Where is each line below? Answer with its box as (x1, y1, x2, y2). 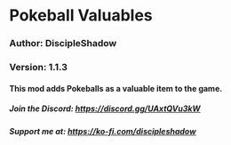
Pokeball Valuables (9, 5, 153, 26)
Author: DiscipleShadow (9, 37, 117, 50)
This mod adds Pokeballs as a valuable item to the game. (9, 83, 223, 93)
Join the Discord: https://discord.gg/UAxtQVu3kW (9, 103, 202, 114)
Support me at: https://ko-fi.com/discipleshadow (9, 125, 197, 136)
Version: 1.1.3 (9, 61, 68, 74)
